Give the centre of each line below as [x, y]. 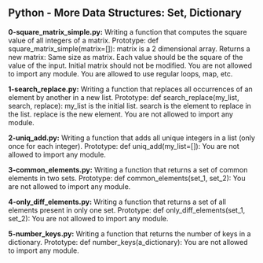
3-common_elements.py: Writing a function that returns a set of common [128, 169]
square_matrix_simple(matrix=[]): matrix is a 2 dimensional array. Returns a [129, 48]
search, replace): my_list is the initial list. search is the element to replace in [130, 106]
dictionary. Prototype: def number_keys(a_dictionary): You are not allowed [128, 242]
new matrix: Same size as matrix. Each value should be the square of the [126, 57]
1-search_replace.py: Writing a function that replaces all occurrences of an [130, 89]
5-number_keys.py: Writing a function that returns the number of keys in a [130, 233]
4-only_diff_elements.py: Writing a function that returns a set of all [117, 202]
